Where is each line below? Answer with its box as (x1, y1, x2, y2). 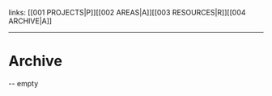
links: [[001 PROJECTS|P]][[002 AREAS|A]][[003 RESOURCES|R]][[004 (8, 8, 246, 17)
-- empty (8, 78, 39, 88)
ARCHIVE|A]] (8, 16, 53, 26)
